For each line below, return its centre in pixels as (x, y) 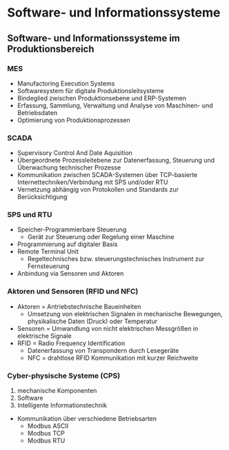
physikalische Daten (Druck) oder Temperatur (92, 321)
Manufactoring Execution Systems (66, 83)
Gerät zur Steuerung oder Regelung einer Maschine (101, 237)
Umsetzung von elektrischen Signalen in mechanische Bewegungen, (125, 314)
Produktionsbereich (51, 49)
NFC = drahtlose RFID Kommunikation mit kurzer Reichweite (113, 358)
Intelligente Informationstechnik (62, 405)
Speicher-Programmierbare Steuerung (72, 229)
